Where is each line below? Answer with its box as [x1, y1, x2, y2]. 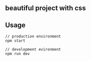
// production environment [5, 34, 61, 39]
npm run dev [5, 52, 30, 57]
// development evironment [5, 47, 61, 52]
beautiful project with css [5, 4, 86, 12]
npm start [5, 38, 26, 44]
